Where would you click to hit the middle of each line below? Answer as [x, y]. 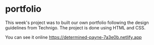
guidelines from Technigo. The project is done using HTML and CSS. [75, 27]
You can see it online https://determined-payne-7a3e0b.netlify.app [74, 37]
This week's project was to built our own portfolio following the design [77, 22]
